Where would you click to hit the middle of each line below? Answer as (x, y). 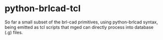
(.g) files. (14, 32)
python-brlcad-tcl (43, 9)
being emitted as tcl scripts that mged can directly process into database (79, 27)
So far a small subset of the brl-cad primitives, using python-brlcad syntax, (81, 22)
